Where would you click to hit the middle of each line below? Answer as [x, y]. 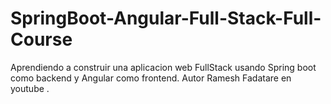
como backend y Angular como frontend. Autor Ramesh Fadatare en [151, 78]
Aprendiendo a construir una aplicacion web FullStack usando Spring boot [163, 67]
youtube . [30, 88]
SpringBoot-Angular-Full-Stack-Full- [166, 18]
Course [41, 39]
